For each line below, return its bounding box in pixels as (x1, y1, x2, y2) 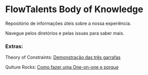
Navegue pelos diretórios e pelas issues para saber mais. (5, 30, 125, 36)
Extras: (5, 43, 24, 50)
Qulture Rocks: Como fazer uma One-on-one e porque (5, 64, 119, 70)
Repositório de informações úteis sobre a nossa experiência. (5, 20, 131, 26)
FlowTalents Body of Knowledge (5, 4, 143, 15)
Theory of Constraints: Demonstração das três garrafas (5, 54, 121, 60)
